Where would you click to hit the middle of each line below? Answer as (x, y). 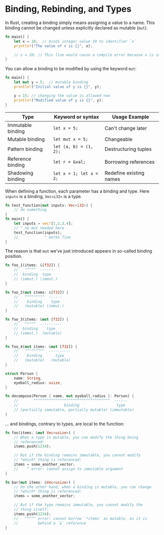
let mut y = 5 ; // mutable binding (51, 82)
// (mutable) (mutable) (42, 360)
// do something (31, 210)
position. (14, 256)
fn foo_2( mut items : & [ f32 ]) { (37, 292)
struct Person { (21, 374)
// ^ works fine (42, 237)
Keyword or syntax (76, 117)
